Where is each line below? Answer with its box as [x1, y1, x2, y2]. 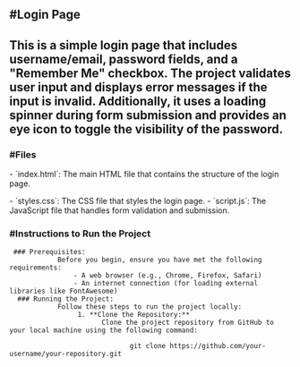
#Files [9, 148, 37, 160]
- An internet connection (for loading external [73, 279, 258, 288]
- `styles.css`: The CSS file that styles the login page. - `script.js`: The [9, 196, 267, 207]
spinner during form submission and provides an [9, 107, 287, 123]
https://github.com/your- [169, 342, 267, 351]
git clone [129, 342, 167, 351]
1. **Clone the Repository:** [77, 311, 191, 320]
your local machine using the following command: [9, 326, 199, 335]
